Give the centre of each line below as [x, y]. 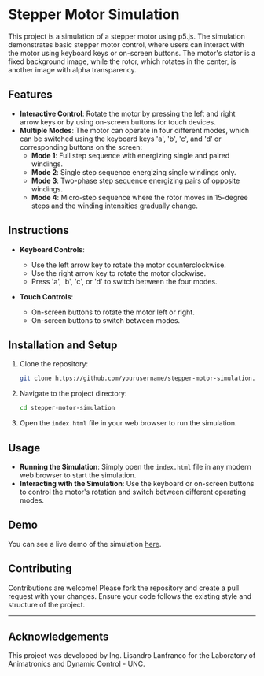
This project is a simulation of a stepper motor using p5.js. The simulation [127, 36]
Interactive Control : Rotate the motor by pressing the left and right [127, 113]
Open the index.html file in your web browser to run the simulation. [128, 423]
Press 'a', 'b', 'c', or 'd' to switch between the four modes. [124, 281]
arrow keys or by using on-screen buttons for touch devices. [117, 122]
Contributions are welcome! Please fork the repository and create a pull [124, 588]
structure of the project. [47, 604]
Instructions [38, 230]
